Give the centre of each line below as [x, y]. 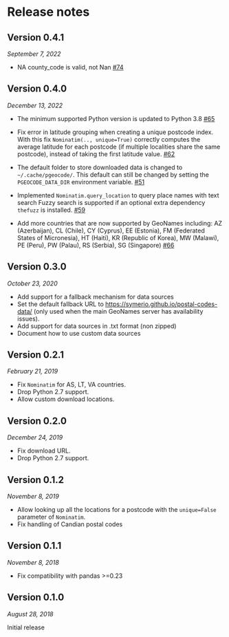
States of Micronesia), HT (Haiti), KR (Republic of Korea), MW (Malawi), [118, 237]
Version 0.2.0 [37, 421]
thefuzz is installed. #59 [51, 210]
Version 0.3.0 [37, 267]
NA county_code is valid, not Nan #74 [70, 67]
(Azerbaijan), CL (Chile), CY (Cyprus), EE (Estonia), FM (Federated [111, 230]
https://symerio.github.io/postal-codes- [162, 304]
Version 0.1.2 [35, 480]
